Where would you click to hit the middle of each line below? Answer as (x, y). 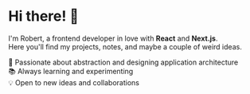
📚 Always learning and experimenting (71, 71)
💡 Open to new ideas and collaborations (74, 82)
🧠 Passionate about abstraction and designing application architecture (123, 62)
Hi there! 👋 (44, 16)
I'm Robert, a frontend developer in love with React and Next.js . (113, 38)
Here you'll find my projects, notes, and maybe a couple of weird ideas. (125, 46)
